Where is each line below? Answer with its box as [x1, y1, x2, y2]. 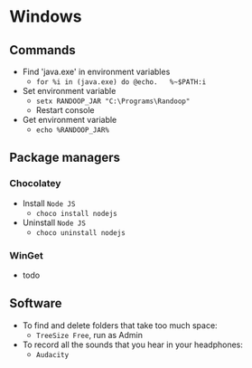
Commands [9, 42, 77, 58]
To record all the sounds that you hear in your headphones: [22, 339, 244, 350]
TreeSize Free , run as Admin [35, 329, 143, 340]
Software [9, 296, 62, 311]
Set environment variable [22, 86, 117, 96]
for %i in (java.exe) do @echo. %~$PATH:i [35, 78, 207, 87]
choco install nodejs [35, 209, 117, 218]
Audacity [35, 350, 70, 359]
